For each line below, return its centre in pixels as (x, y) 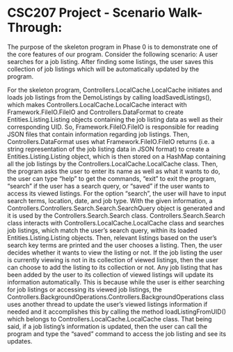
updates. (20, 341)
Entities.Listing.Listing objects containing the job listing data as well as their (115, 119)
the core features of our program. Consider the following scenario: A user (113, 54)
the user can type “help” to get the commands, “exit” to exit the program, (112, 178)
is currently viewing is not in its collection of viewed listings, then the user (113, 259)
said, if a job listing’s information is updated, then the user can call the (107, 326)
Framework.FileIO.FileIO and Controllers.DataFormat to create (96, 112)
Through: (35, 27)
